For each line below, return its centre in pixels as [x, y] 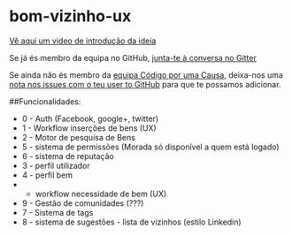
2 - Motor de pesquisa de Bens [78, 137]
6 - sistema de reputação [68, 156]
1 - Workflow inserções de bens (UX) [89, 128]
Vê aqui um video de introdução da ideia [83, 41]
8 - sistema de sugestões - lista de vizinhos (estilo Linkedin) [131, 222]
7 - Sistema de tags [58, 212]
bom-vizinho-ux [70, 16]
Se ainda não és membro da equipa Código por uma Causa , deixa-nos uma [146, 75]
